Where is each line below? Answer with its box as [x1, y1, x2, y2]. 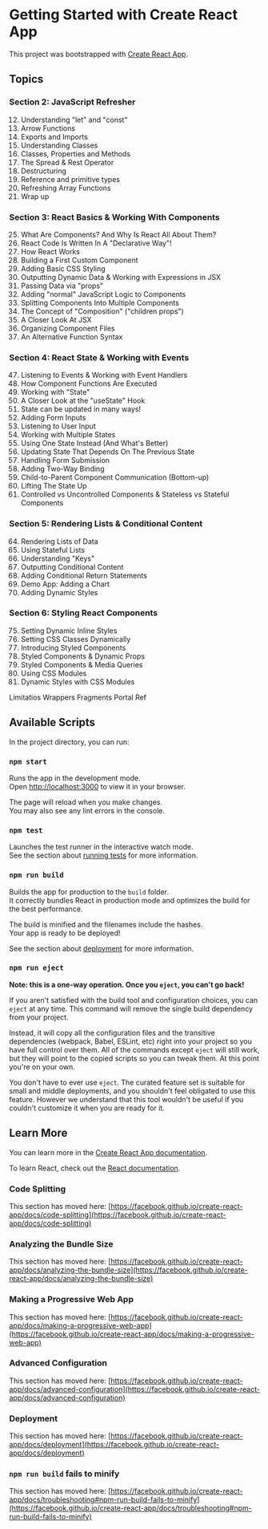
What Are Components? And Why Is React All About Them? [20, 229, 217, 239]
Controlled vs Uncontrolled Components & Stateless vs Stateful [20, 489, 230, 499]
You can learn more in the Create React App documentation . [9, 1147, 208, 1157]
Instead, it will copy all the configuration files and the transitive [9, 1028, 215, 1037]
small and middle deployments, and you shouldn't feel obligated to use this [9, 1085, 256, 1096]
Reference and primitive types [20, 174, 121, 184]
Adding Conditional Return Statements [20, 570, 147, 580]
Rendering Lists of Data [20, 536, 98, 546]
